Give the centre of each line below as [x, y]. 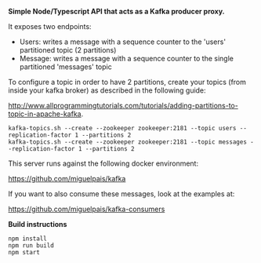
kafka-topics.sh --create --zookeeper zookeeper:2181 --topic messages [127, 142]
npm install [27, 239]
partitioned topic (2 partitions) [68, 50]
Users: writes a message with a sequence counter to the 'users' [122, 42]
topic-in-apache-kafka [45, 114]
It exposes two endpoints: [50, 26]
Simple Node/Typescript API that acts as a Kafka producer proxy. [116, 11]
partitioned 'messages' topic [65, 67]
